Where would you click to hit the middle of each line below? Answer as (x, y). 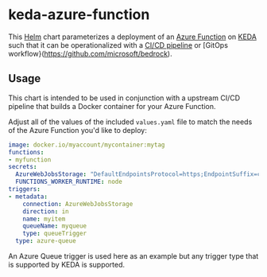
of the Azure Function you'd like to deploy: (77, 130)
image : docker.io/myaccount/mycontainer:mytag (87, 145)
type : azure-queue (46, 241)
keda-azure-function (79, 15)
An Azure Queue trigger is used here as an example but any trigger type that (133, 256)
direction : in (46, 211)
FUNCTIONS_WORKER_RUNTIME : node (69, 182)
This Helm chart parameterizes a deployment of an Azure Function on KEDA (132, 37)
